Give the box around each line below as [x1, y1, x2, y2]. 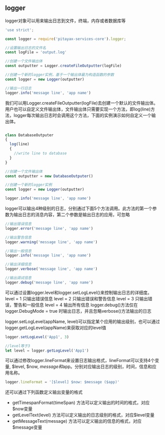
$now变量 [12, 406, 33, 412]
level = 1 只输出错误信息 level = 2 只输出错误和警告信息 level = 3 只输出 [5, 295, 148, 301]
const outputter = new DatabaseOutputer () [5, 174, 93, 179]
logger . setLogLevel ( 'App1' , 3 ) [5, 334, 69, 339]
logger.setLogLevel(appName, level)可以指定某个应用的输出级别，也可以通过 [5, 318, 160, 325]
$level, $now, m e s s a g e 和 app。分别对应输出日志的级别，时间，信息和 [11, 363, 152, 369]
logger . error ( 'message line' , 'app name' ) [5, 226, 93, 231]
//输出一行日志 [5, 86, 32, 91]
